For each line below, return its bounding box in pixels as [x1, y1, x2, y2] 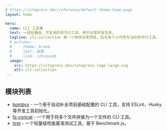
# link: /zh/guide [9, 53, 57, 58]
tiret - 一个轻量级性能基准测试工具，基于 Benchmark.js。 [12, 120, 129, 126]
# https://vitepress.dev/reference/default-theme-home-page [5, 7, 133, 12]
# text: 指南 [9, 48, 44, 54]
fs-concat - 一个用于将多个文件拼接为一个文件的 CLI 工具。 [12, 113, 134, 120]
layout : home [5, 12, 32, 17]
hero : [5, 21, 16, 26]
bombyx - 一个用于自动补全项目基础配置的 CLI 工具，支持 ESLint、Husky [12, 101, 162, 107]
